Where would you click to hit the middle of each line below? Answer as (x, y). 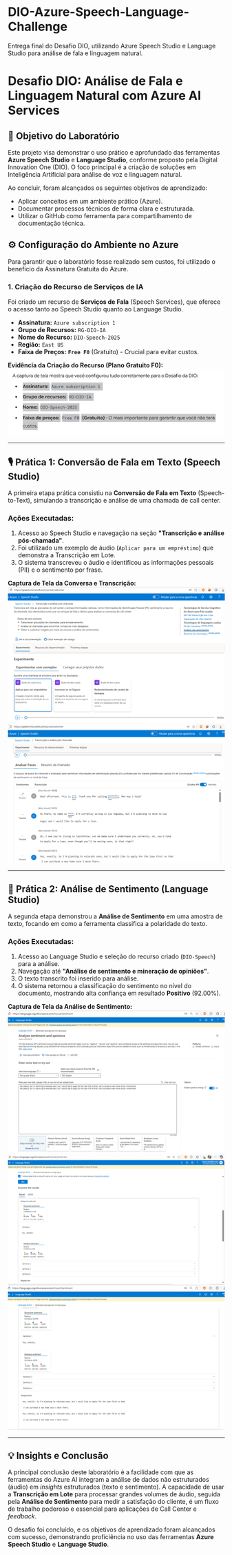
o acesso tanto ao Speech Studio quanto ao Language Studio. (96, 309)
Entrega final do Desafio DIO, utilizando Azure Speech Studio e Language (112, 46)
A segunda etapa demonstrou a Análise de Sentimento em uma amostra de (115, 916)
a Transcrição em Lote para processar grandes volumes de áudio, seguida (114, 1494)
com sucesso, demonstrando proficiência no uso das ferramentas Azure (111, 1537)
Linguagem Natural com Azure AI (105, 96)
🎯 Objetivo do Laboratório (64, 136)
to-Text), (20, 501)
